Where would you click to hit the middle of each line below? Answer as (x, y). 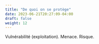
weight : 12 (16, 23)
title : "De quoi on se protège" (38, 9)
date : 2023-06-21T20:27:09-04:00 (39, 14)
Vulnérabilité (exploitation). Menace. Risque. (50, 37)
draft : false (18, 18)
